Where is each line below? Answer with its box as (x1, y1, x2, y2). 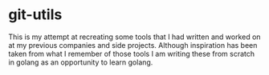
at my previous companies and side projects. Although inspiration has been (8, 40, 258, 49)
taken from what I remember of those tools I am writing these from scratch (8, 49, 255, 58)
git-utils (8, 6, 63, 24)
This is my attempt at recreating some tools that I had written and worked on (8, 32, 261, 41)
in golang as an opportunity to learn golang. (8, 57, 153, 67)
